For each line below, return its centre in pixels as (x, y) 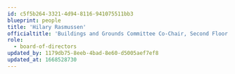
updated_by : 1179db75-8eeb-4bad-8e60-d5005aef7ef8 (83, 54)
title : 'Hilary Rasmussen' (47, 27)
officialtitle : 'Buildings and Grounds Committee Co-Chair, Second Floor (118, 33)
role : (15, 40)
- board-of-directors (45, 47)
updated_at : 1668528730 (42, 60)
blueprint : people (34, 20)
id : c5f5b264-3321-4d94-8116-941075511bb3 (70, 14)
